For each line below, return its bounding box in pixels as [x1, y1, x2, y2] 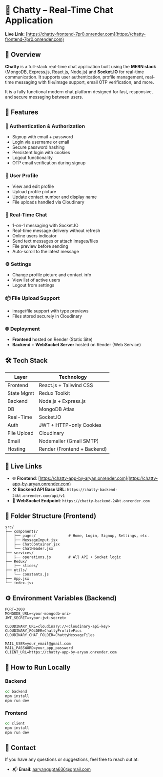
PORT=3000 [5, 607, 25, 612]
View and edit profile [12, 183, 54, 189]
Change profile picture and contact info [12, 272, 92, 278]
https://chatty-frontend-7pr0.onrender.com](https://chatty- [27, 31, 146, 37]
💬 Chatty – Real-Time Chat [5, 4, 113, 16]
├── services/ [5, 550, 34, 556]
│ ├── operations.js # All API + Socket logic [5, 555, 121, 560]
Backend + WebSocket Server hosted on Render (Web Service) [12, 341, 142, 347]
